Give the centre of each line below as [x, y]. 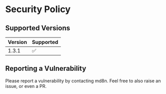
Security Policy [38, 9]
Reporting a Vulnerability [46, 68]
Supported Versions [38, 28]
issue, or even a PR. [26, 86]
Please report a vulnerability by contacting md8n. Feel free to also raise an [83, 81]
